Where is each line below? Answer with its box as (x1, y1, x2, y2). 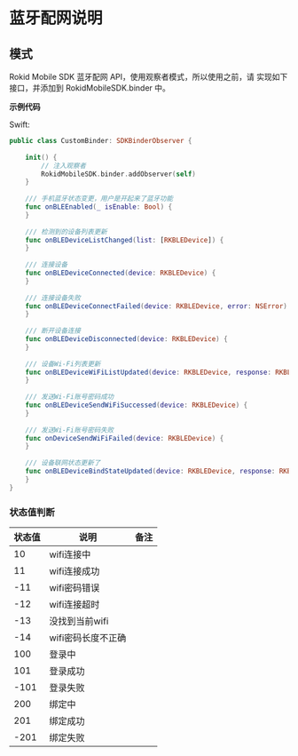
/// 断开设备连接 (25, 326, 82, 336)
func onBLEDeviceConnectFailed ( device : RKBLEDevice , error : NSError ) (25, 301, 288, 311)
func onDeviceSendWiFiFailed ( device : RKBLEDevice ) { (25, 434, 224, 442)
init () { (25, 153, 58, 162)
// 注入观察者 (41, 161, 87, 170)
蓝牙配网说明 (9, 8, 104, 28)
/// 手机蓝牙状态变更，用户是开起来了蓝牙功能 (25, 195, 174, 203)
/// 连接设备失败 (25, 293, 82, 302)
